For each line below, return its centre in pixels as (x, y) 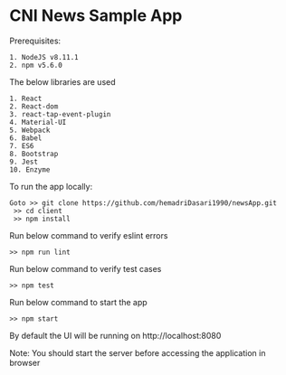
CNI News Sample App (96, 16)
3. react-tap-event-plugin (60, 114)
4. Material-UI (38, 122)
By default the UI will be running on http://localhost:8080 (115, 335)
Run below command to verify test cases (86, 268)
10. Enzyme (30, 169)
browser (25, 362)
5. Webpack (30, 130)
